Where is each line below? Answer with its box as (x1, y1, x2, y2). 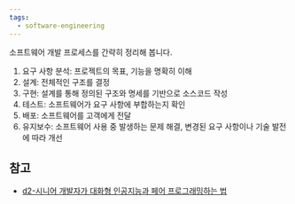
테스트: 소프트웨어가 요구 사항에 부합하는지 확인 (21, 98, 186, 109)
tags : (9, 12, 29, 22)
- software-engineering (17, 21, 105, 30)
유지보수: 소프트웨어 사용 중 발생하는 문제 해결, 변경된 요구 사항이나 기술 (21, 121, 270, 131)
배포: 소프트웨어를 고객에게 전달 (21, 110, 131, 121)
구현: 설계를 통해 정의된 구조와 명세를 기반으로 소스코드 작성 (21, 88, 229, 98)
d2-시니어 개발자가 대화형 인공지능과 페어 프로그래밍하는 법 (21, 185, 228, 196)
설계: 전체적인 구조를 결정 (21, 76, 111, 87)
